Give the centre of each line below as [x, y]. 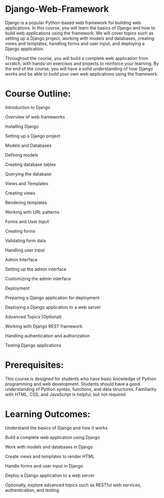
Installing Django [22, 126]
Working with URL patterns [32, 212]
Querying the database [28, 174]
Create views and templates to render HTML [50, 456]
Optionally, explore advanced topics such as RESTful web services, [73, 485]
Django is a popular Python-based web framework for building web [73, 23]
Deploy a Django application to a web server [50, 475]
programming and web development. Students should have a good [73, 384]
